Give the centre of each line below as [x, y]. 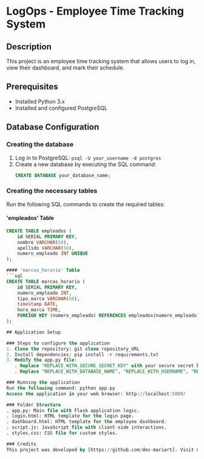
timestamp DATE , [38, 304]
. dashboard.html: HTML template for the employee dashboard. [87, 422]
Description [29, 47]
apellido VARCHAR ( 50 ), [46, 248]
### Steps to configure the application [58, 343]
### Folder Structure [34, 405]
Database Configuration [53, 127]
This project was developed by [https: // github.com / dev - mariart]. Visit [100, 450]
